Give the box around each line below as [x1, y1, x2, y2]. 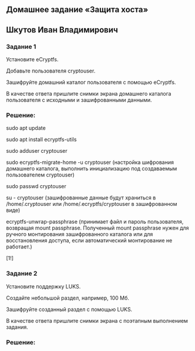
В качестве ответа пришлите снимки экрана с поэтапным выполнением [6, 317, 188, 324]
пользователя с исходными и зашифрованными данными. [6, 97, 152, 104]
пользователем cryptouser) [6, 171, 75, 179]
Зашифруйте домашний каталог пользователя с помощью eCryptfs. [6, 79, 176, 86]
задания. [6, 323, 28, 330]
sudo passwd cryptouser [6, 183, 66, 190]
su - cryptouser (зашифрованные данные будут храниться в [6, 194, 156, 201]
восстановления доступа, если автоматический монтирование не [6, 237, 173, 244]
